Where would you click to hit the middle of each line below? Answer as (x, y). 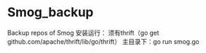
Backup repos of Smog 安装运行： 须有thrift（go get (83, 33)
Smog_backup (50, 12)
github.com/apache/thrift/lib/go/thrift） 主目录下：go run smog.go (103, 41)
